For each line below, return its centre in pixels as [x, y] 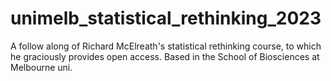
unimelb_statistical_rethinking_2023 [166, 18]
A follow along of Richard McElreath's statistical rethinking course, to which [166, 46]
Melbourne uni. [41, 67]
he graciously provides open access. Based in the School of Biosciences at [165, 56]
